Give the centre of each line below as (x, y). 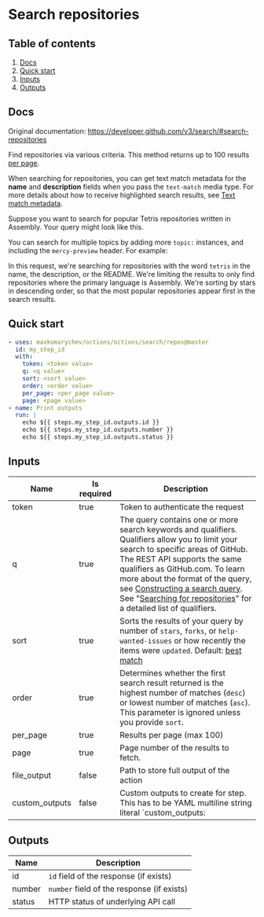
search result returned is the (171, 683)
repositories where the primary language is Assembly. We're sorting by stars (132, 282)
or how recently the (210, 640)
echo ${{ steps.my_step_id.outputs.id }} (91, 422)
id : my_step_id (40, 349)
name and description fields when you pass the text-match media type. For (131, 186)
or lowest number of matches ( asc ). (185, 702)
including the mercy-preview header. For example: (88, 250)
